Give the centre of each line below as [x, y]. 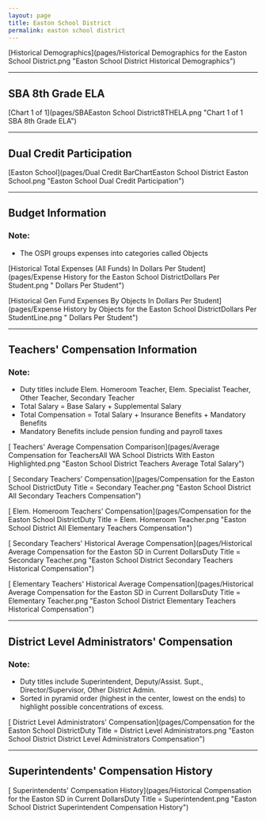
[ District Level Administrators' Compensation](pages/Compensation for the [131, 723]
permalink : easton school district [67, 30]
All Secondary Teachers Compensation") [75, 496]
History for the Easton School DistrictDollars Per [141, 277]
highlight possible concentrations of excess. [92, 707]
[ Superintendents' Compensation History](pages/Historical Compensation [130, 790]
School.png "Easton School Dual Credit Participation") [96, 181]
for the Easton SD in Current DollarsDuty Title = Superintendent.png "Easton [133, 799]
